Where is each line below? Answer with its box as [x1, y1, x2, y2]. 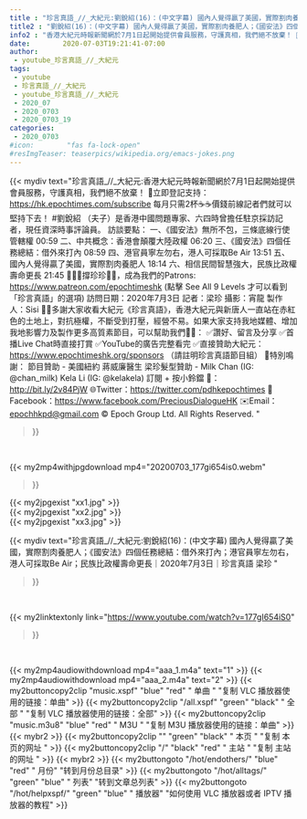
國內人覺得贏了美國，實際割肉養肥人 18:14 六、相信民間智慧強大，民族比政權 [9, 257, 297, 269]
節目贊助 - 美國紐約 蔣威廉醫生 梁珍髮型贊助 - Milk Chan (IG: [26, 361, 254, 372]
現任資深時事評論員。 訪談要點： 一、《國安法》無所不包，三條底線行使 [25, 224, 291, 235]
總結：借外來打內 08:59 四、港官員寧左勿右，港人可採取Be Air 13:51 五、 [16, 247, 291, 257]
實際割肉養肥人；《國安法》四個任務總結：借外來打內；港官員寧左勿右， [25, 546, 294, 557]
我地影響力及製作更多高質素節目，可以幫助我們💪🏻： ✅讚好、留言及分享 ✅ [9, 326, 286, 338]
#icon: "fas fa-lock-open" [9, 141, 142, 150]
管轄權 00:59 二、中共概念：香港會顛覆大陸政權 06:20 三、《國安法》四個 [9, 235, 283, 247]
